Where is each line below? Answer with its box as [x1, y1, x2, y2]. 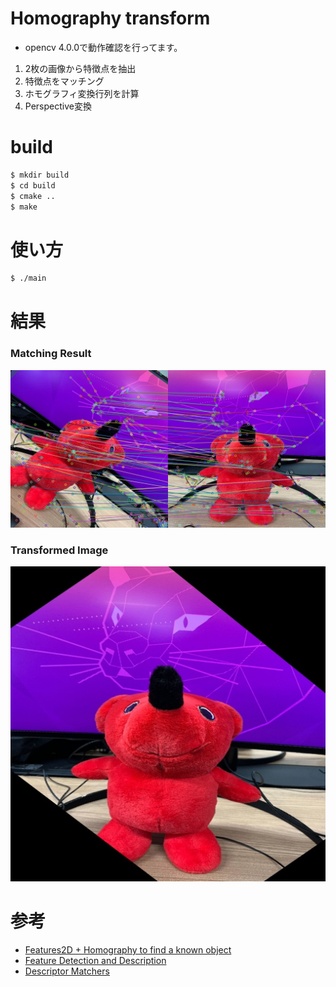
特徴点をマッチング [24, 75, 105, 87]
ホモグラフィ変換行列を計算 [24, 87, 140, 99]
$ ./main [10, 273, 47, 284]
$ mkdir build [10, 170, 70, 180]
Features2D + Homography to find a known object [24, 943, 232, 956]
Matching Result [10, 347, 92, 361]
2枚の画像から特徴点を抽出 [24, 62, 137, 74]
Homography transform [10, 7, 211, 30]
